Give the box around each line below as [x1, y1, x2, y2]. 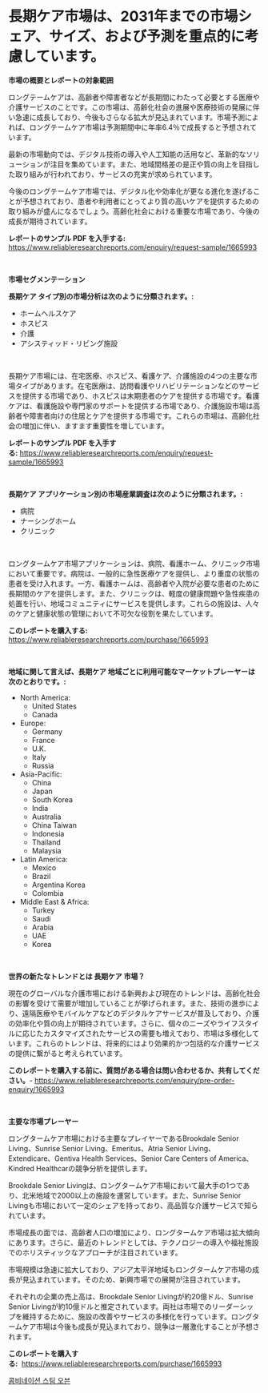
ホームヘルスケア [19, 308, 77, 318]
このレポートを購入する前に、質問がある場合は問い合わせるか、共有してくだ [8, 1066, 260, 1075]
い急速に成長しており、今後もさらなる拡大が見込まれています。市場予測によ [8, 112, 259, 122]
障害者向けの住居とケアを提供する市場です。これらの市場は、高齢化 [29, 411, 254, 420]
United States [31, 701, 78, 711]
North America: [19, 692, 70, 702]
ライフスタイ [217, 1018, 260, 1028]
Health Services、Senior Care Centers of [81, 1154, 218, 1163]
